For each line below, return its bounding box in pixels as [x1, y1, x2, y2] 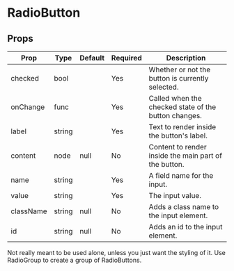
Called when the [148, 94, 202, 103]
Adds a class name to [148, 202, 219, 211]
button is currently [148, 74, 209, 83]
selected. [148, 82, 179, 92]
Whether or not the [148, 65, 211, 74]
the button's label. [148, 131, 208, 140]
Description [166, 54, 206, 63]
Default [79, 54, 105, 63]
